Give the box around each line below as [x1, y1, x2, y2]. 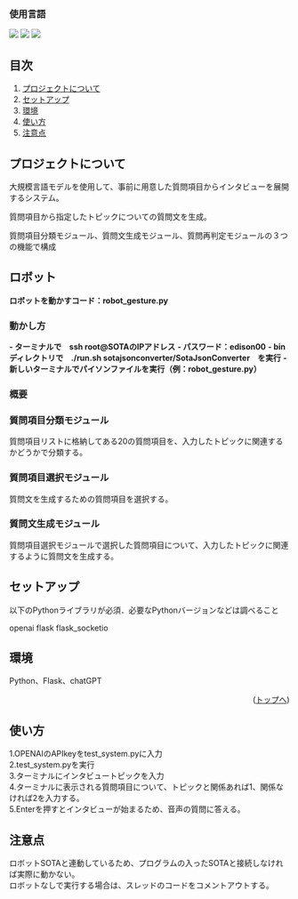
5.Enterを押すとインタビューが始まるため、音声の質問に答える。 [9, 804, 246, 815]
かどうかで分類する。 [9, 447, 87, 458]
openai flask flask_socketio [9, 622, 109, 633]
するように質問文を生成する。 [9, 550, 118, 561]
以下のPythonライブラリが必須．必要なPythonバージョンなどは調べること [9, 605, 279, 615]
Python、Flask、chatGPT [9, 676, 102, 686]
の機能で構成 [9, 241, 56, 252]
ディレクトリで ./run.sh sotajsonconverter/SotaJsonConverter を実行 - [9, 353, 287, 364]
